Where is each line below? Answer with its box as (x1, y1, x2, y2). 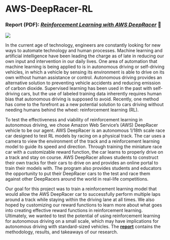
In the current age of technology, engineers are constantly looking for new (5, 42, 161, 48)
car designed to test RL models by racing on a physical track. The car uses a (5, 133, 165, 139)
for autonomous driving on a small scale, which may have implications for (5, 218, 159, 224)
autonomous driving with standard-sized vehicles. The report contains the (5, 224, 161, 230)
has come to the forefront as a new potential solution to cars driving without (5, 101, 164, 108)
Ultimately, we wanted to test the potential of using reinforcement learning (5, 213, 161, 219)
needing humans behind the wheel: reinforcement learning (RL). (5, 107, 139, 113)
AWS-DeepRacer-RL (5, 3, 93, 15)
